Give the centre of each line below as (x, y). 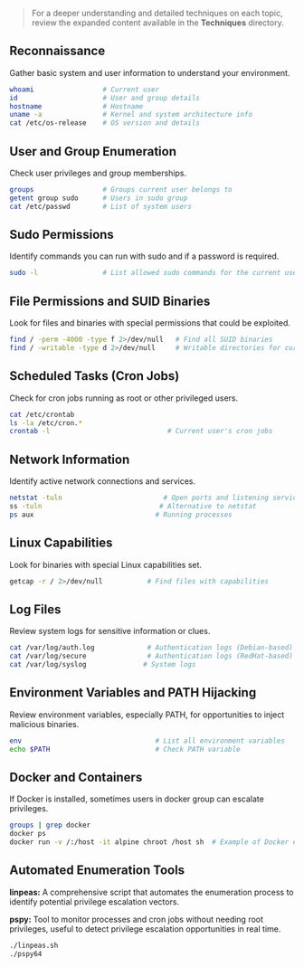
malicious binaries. (44, 724)
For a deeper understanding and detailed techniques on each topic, (157, 13)
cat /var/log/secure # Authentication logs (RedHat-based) (152, 656)
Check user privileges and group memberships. (98, 173)
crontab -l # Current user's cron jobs (141, 431)
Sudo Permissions (62, 235)
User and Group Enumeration (93, 152)
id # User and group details (105, 98)
